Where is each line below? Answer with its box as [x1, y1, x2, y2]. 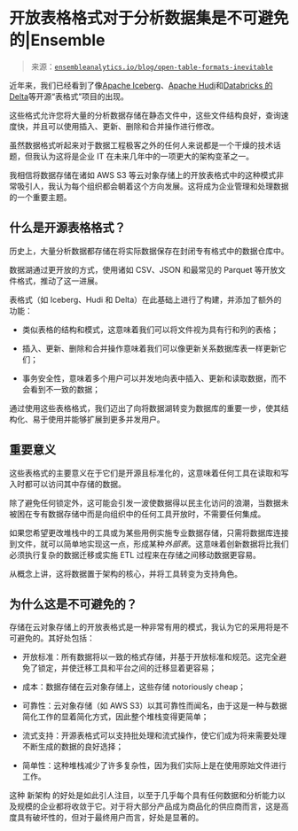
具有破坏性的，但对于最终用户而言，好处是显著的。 [16, 812, 204, 823]
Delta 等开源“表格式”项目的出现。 [9, 90, 129, 102]
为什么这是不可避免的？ [9, 596, 137, 611]
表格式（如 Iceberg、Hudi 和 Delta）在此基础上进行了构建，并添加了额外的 [9, 294, 282, 305]
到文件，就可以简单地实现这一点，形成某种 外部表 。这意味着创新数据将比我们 [9, 538, 289, 549]
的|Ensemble [9, 30, 106, 50]
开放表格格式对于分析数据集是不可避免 [9, 8, 290, 28]
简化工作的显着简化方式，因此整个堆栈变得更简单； [21, 711, 209, 722]
